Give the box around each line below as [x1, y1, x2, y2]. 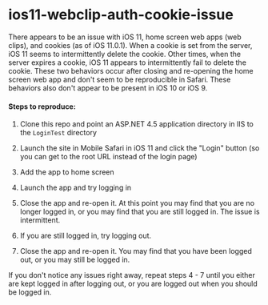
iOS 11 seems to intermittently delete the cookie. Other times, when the [8, 49, 242, 58]
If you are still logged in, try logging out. [19, 231, 152, 241]
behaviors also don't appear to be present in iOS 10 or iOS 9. [8, 82, 208, 93]
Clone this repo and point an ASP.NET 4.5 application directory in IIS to [19, 119, 254, 129]
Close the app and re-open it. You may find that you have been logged [19, 247, 252, 256]
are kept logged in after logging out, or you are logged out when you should [8, 279, 258, 289]
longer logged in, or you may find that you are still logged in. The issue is [19, 207, 260, 217]
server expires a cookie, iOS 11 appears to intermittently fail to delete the [8, 58, 246, 67]
